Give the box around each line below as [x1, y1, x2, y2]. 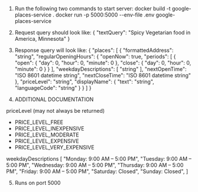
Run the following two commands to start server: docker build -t [14, 5, 171, 12]
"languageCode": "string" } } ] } [14, 84, 92, 91]
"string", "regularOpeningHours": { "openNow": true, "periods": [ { [14, 53, 176, 60]
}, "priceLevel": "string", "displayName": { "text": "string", [14, 78, 155, 85]
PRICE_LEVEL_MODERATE [14, 131, 79, 138]
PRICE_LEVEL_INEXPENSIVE [14, 125, 85, 132]
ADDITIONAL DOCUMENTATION [14, 96, 94, 103]
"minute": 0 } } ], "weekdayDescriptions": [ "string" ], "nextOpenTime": [14, 66, 187, 73]
